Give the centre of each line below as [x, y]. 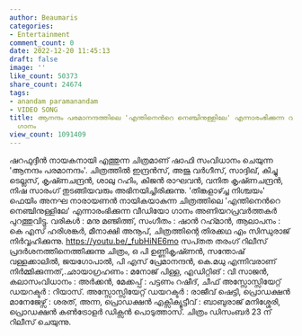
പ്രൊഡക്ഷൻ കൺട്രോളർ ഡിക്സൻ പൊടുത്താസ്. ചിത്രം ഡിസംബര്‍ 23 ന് [141, 312]
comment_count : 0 [42, 43]
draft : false [34, 59]
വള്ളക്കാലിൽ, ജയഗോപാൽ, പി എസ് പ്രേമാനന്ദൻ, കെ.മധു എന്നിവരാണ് [143, 261]
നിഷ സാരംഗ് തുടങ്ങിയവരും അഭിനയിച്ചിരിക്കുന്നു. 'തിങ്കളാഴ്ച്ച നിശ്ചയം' [137, 190]
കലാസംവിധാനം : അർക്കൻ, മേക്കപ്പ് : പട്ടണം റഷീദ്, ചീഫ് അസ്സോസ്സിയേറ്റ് [145, 281]
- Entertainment [40, 34]
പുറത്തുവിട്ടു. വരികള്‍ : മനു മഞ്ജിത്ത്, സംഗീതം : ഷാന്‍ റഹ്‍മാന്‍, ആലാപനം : [145, 220]
